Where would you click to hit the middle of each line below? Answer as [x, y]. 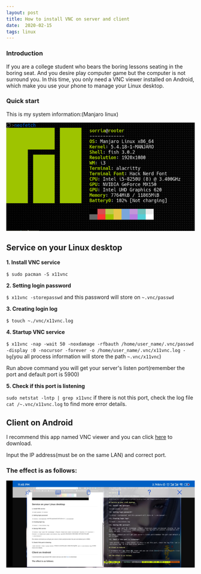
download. [19, 443]
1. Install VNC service [33, 262]
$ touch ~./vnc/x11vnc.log [40, 321]
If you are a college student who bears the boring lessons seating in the [95, 67]
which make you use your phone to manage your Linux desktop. [85, 85]
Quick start [23, 101]
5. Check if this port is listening [46, 386]
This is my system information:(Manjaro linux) [62, 114]
